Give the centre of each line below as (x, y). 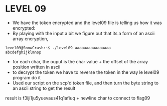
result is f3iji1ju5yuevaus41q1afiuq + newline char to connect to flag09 (78, 98)
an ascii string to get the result (44, 88)
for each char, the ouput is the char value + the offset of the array (80, 61)
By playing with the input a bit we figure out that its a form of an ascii (83, 33)
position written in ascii (36, 67)
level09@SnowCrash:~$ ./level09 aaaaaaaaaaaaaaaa (58, 48)
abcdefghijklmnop (23, 52)
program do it (27, 77)
